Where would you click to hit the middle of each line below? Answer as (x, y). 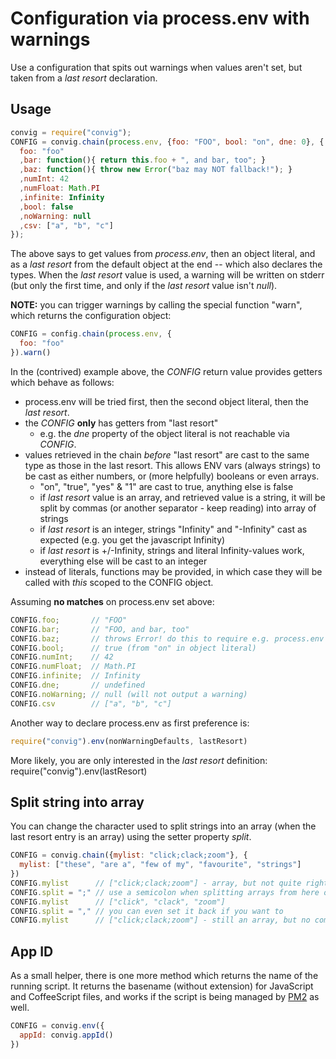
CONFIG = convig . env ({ (57, 1026)
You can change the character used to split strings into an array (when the (163, 826)
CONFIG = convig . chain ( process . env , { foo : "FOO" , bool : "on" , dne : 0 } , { (167, 142)
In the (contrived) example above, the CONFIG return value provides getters (166, 371)
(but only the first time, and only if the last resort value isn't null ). (144, 286)
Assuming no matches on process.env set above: (112, 601)
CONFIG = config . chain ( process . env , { (91, 334)
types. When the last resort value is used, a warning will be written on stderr (167, 275)
